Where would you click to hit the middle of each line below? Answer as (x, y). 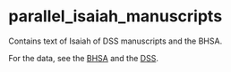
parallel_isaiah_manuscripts (115, 16)
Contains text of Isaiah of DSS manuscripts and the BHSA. (115, 41)
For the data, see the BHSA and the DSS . (83, 58)
